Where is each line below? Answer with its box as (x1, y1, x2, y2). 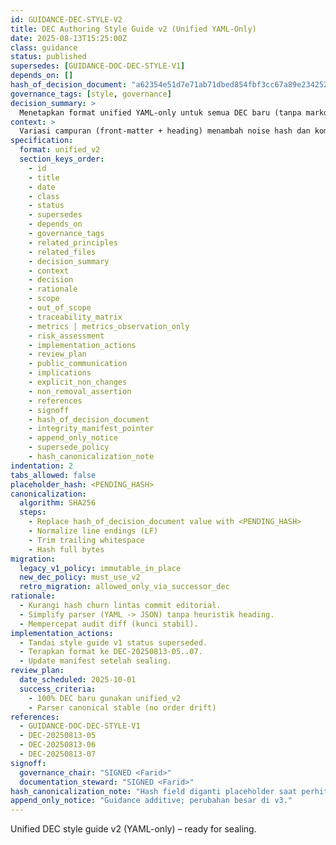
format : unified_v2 (19, 145, 101, 155)
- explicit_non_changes (28, 377, 128, 387)
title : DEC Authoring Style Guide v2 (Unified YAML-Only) (10, 24, 257, 34)
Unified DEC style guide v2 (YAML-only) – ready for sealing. (10, 823, 257, 835)
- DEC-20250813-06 (19, 740, 97, 750)
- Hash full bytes (28, 544, 105, 555)
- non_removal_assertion (28, 386, 132, 396)
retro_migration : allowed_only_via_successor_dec (19, 582, 230, 592)
